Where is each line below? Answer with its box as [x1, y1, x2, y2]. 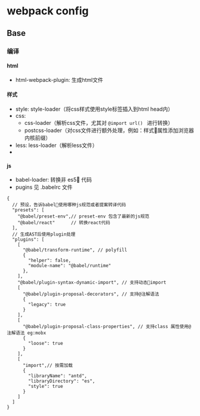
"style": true [28, 384, 63, 390]
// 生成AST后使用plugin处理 [12, 231, 76, 237]
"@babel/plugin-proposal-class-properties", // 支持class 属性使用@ [22, 324, 192, 330]
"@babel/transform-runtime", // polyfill [22, 247, 128, 253]
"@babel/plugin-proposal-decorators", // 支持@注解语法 [22, 291, 159, 297]
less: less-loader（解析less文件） [15, 142, 98, 149]
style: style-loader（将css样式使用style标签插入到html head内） [15, 105, 174, 112]
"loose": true [28, 341, 63, 347]
